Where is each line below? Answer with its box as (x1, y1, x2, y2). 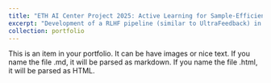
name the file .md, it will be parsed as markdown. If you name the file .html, (8, 57, 258, 67)
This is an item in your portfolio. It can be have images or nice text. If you (8, 49, 250, 59)
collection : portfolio (8, 27, 85, 35)
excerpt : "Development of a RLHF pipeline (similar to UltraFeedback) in (8, 19, 262, 27)
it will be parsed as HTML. (8, 66, 95, 76)
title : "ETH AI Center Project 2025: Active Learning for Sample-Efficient (8, 11, 269, 20)
